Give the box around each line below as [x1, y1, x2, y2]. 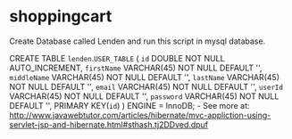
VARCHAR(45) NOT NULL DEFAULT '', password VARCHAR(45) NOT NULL [9, 91, 279, 102]
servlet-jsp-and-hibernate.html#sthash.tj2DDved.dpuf [9, 119, 208, 130]
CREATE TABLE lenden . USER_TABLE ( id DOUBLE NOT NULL [9, 53, 225, 63]
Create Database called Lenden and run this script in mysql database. [9, 36, 266, 46]
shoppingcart [9, 6, 113, 27]
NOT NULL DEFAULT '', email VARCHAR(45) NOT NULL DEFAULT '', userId [9, 81, 284, 92]
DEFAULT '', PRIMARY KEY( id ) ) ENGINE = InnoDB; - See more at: [9, 100, 250, 110]
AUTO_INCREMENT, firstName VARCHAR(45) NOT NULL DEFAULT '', [9, 62, 263, 73]
